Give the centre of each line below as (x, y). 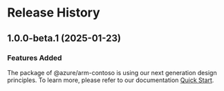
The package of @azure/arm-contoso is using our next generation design (112, 72)
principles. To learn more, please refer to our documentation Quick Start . (111, 80)
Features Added (35, 58)
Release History (54, 13)
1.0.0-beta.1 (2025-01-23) (64, 38)
